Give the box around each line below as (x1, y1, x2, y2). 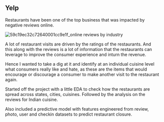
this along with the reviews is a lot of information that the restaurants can (5, 46, 152, 52)
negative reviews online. (5, 22, 54, 28)
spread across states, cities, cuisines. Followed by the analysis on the (5, 91, 145, 97)
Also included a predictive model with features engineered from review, (5, 106, 149, 112)
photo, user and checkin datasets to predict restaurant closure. (5, 111, 132, 117)
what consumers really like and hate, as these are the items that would (5, 66, 147, 72)
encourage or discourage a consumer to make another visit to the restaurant (5, 71, 159, 77)
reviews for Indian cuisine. (5, 97, 58, 102)
